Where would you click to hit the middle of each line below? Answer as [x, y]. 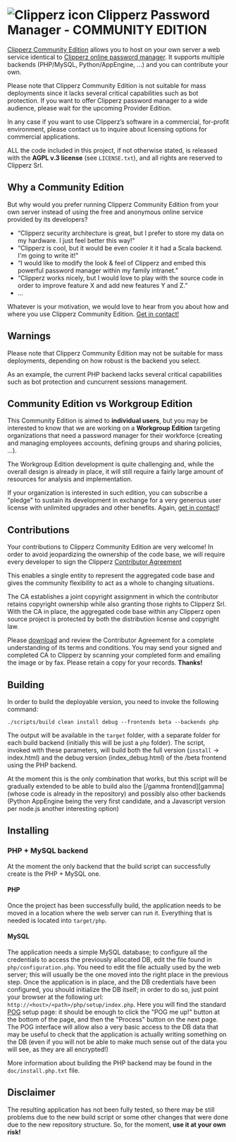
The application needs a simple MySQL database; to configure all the [107, 952]
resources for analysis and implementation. [70, 479]
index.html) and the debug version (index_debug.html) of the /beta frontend [117, 758]
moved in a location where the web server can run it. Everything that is [110, 912]
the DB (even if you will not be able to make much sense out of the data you [117, 1042]
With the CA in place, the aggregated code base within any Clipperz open [114, 612]
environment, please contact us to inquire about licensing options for [107, 129]
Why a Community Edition [66, 188]
